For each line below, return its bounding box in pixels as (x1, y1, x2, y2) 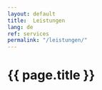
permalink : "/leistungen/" (7, 37, 88, 44)
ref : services (7, 30, 50, 38)
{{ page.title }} (7, 67, 96, 84)
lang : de (7, 23, 34, 30)
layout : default (7, 10, 56, 18)
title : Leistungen (7, 17, 66, 24)
